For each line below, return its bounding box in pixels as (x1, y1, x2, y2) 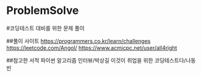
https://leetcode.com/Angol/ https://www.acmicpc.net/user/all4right (6, 44, 178, 52)
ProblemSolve (6, 4, 79, 18)
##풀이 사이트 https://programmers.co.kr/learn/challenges (6, 37, 151, 44)
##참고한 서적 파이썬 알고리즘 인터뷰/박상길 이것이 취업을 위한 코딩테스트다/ (6, 56, 186, 64)
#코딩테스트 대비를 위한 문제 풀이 (6, 24, 85, 32)
